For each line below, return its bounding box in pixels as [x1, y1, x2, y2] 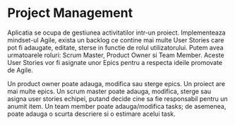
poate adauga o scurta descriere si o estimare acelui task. [7, 109, 176, 118]
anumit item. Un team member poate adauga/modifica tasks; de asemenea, [7, 102, 227, 110]
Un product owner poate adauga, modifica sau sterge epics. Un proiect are [7, 79, 226, 88]
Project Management [7, 5, 133, 21]
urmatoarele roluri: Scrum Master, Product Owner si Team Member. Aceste [7, 51, 224, 59]
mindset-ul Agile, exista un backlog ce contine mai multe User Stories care [7, 35, 224, 44]
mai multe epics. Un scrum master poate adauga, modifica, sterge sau [7, 87, 212, 95]
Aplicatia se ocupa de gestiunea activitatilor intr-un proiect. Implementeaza [7, 28, 226, 37]
